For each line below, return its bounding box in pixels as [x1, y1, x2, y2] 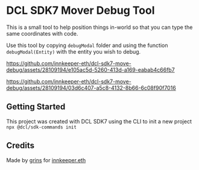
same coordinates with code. [6, 30, 78, 37]
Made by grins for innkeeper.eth [6, 156, 86, 163]
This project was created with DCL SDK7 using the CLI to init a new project [6, 118, 192, 125]
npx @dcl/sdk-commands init [6, 124, 77, 130]
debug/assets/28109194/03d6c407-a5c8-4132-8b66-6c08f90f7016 [6, 84, 176, 91]
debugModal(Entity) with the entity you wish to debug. [6, 48, 141, 55]
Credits [6, 140, 35, 151]
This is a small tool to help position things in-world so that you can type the [6, 24, 193, 31]
